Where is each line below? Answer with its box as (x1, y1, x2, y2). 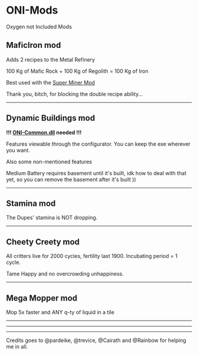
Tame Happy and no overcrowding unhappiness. (6, 270, 124, 277)
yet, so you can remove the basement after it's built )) (6, 176, 137, 183)
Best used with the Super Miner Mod (6, 79, 95, 86)
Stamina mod (6, 198, 56, 208)
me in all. (6, 343, 28, 350)
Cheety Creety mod (6, 237, 80, 247)
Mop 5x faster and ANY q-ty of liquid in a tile (6, 309, 115, 315)
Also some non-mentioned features (6, 158, 93, 165)
